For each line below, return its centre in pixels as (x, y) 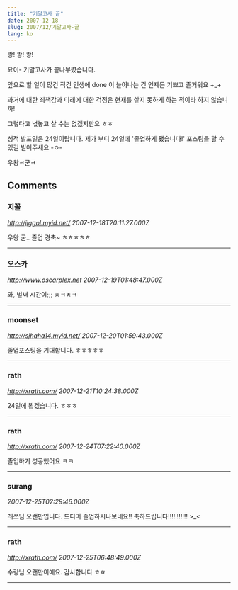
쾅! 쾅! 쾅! (21, 55)
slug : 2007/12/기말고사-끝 (44, 27)
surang (20, 487)
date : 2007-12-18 (33, 21)
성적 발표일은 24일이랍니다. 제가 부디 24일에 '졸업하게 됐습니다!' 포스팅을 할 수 (116, 139)
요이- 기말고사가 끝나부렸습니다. (51, 70)
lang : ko (20, 34)
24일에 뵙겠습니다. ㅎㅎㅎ (42, 405)
